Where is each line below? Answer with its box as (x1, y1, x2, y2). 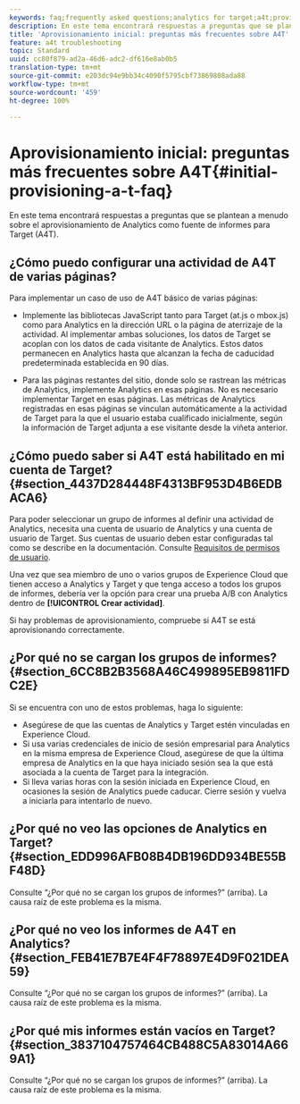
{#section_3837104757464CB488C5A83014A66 (9, 1037, 288, 1052)
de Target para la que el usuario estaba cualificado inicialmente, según (21, 413, 283, 424)
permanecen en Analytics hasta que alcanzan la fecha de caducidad (21, 348, 275, 358)
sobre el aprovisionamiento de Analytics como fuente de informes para (9, 220, 271, 231)
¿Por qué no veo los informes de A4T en (9, 922, 237, 937)
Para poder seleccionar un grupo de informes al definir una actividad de (9, 513, 274, 524)
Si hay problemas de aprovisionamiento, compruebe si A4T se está (9, 614, 256, 626)
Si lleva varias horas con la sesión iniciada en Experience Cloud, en (21, 776, 271, 787)
